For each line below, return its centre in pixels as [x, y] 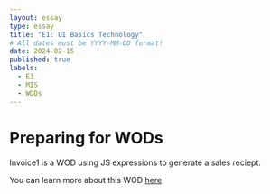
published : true [40, 60]
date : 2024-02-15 [42, 51]
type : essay [32, 26]
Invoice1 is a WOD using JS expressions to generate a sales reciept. [135, 162]
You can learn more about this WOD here [86, 180]
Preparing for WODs [87, 138]
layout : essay [36, 18]
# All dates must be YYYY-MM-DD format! [87, 43]
